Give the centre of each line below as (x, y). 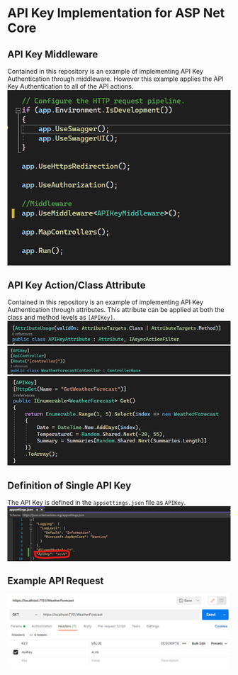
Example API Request (56, 581)
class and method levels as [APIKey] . (61, 318)
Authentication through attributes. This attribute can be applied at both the (116, 310)
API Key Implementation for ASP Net (116, 13)
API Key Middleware (53, 54)
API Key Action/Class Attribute (77, 285)
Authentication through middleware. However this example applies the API (116, 79)
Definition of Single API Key (69, 485)
